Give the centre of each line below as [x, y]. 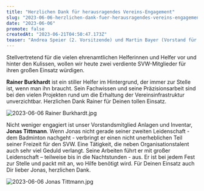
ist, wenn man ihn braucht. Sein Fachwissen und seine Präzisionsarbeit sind [101, 88]
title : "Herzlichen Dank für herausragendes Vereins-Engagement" [90, 12]
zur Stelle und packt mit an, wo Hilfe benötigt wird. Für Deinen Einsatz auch [100, 163]
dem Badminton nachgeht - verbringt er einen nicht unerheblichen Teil [94, 138]
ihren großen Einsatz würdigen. [46, 70]
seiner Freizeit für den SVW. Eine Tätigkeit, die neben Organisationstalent [98, 144]
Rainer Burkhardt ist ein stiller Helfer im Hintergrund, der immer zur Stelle [99, 82]
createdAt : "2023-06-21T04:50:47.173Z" [57, 35]
